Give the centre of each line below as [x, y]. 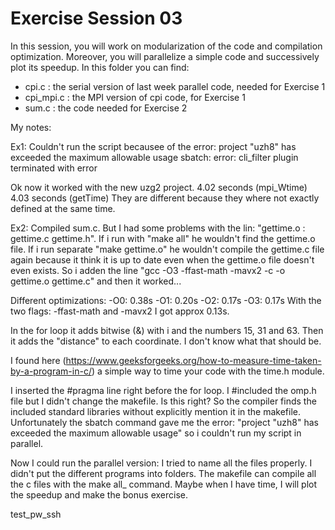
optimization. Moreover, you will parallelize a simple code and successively [165, 56]
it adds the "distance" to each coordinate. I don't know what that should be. [166, 341]
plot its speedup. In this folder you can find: [100, 67]
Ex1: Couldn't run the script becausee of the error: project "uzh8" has [153, 146]
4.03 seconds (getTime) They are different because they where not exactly [165, 198]
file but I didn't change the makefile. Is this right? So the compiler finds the [163, 401]
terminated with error [54, 168]
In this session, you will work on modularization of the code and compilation [166, 46]
